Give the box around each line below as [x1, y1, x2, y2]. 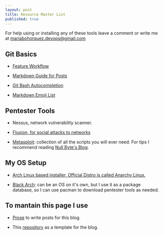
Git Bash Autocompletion [12, 83, 64, 89]
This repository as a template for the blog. [12, 224, 98, 230]
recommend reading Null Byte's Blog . [12, 144, 89, 150]
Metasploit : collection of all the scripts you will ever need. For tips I [12, 139, 150, 145]
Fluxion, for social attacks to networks [12, 129, 91, 135]
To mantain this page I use [5, 201, 88, 210]
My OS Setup [5, 159, 47, 167]
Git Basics [5, 50, 37, 58]
